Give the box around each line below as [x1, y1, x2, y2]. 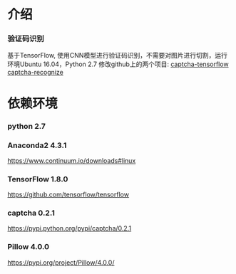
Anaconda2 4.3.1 [7, 140, 67, 150]
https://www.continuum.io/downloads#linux [7, 156, 136, 164]
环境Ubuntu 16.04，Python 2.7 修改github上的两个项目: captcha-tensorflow [7, 60, 230, 68]
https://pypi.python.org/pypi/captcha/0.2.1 [7, 224, 132, 233]
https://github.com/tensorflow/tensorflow [7, 190, 130, 199]
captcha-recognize [7, 68, 64, 77]
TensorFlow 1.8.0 [7, 174, 68, 184]
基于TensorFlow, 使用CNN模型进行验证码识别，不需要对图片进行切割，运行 [7, 51, 228, 60]
